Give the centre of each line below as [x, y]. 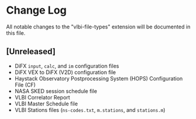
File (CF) [25, 85]
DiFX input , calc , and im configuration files [67, 66]
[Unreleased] [31, 52]
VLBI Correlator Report [42, 97]
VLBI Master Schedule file [46, 104]
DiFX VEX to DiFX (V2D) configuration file [65, 72]
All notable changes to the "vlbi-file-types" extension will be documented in [98, 27]
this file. [16, 33]
